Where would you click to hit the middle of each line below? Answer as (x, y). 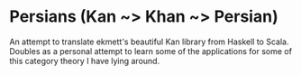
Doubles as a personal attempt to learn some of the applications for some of (151, 51)
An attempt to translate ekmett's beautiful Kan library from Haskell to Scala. (149, 42)
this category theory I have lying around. (85, 61)
